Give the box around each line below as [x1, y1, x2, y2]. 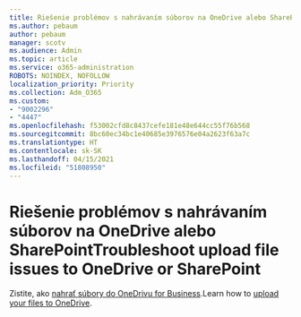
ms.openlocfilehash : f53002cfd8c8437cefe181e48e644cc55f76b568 [9, 122, 251, 131]
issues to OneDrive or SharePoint [9, 259, 262, 278]
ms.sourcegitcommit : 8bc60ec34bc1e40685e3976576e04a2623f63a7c [9, 130, 251, 139]
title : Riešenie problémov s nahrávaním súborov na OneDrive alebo [9, 13, 267, 22]
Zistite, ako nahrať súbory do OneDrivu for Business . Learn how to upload [9, 288, 279, 299]
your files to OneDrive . [9, 297, 92, 309]
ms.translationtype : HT [9, 138, 99, 147]
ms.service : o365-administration [9, 64, 134, 73]
